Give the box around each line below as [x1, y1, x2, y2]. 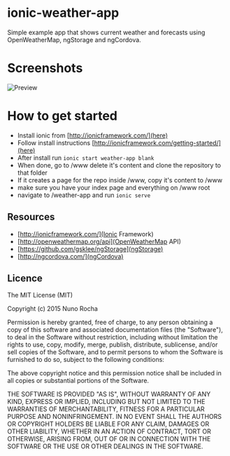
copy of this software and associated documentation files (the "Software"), [7, 326, 224, 334]
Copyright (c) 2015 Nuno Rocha [7, 304, 98, 313]
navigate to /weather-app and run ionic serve [17, 191, 151, 199]
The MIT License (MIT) [7, 291, 73, 300]
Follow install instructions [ [17, 138, 94, 147]
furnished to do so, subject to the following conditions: [7, 356, 164, 364]
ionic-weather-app [7, 5, 120, 21]
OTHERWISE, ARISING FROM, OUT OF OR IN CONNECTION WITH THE [7, 435, 211, 443]
